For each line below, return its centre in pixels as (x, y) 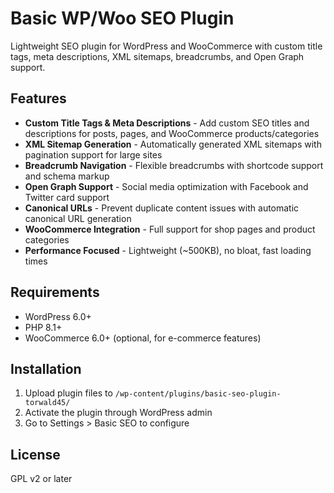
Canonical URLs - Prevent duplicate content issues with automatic (162, 208)
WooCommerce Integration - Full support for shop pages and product (170, 229)
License (35, 454)
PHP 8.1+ (43, 327)
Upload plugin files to (68, 393)
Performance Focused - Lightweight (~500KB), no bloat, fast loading (168, 250)
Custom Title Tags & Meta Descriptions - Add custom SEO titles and (167, 123)
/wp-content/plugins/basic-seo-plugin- (198, 394)
